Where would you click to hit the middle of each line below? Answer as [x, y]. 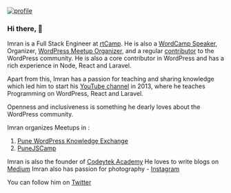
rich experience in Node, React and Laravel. [69, 65]
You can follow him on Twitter [49, 183]
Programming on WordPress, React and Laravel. [75, 94]
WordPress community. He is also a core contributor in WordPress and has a [115, 59]
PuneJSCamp [37, 148]
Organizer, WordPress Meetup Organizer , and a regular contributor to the [111, 51]
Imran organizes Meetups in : [49, 128]
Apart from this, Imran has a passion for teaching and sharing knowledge [111, 79]
